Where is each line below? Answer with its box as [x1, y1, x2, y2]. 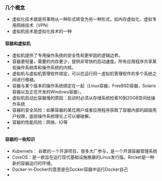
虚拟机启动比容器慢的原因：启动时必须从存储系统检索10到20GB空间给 [12, 95, 151, 101]
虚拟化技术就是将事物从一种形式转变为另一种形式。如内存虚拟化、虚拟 [12, 16, 153, 22]
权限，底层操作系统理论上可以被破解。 [16, 113, 93, 119]
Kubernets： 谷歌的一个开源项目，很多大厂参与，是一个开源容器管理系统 [12, 148, 158, 154]
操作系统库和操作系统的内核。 [16, 64, 76, 70]
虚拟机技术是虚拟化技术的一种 [12, 28, 72, 35]
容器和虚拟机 [5, 40, 31, 46]
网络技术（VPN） [16, 22, 51, 28]
